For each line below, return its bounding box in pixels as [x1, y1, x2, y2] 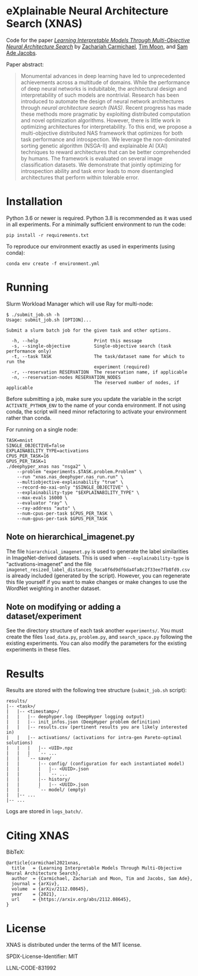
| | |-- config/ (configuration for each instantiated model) [6, 761, 185, 767]
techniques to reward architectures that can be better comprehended [20, 148, 191, 156]
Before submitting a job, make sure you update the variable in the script [6, 395, 181, 402]
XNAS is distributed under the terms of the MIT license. [6, 941, 142, 949]
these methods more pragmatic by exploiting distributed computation [20, 110, 191, 118]
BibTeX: [6, 848, 25, 855]
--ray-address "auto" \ [17, 505, 76, 511]
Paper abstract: [6, 61, 44, 68]
